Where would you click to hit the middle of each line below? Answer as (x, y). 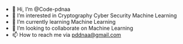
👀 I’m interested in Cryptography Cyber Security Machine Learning (94, 15)
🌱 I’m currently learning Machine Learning (64, 22)
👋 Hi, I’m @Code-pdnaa (41, 9)
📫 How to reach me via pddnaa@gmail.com (66, 35)
